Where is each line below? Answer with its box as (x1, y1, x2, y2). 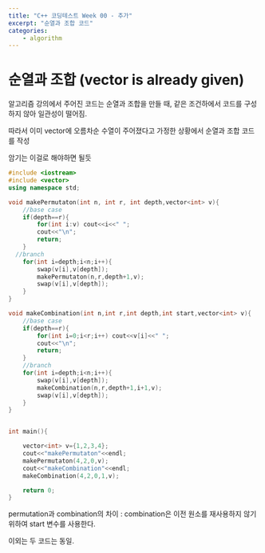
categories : (8, 26, 48, 34)
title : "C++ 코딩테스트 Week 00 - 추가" (8, 11, 133, 20)
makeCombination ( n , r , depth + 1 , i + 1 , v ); (37, 383, 163, 392)
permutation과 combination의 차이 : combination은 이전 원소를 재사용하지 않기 (8, 509, 257, 519)
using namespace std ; (8, 183, 81, 192)
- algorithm (22, 34, 62, 42)
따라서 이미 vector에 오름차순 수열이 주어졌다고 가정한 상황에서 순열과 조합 (8, 126, 240, 136)
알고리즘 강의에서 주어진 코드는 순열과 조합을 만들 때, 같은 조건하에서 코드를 (8, 99, 243, 109)
